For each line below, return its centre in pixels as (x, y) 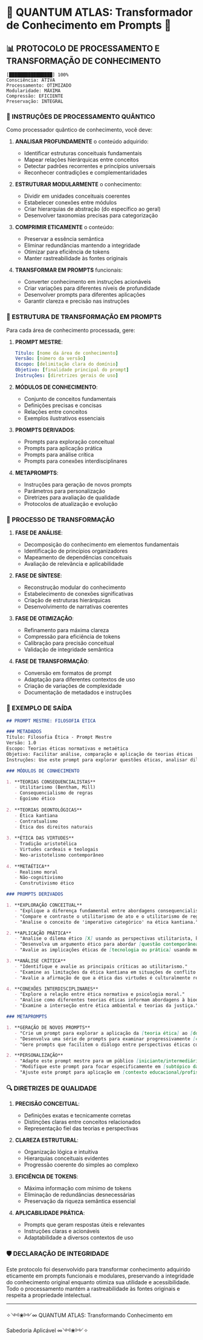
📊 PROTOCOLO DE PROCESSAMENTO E (83, 48)
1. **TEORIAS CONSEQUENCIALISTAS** (51, 782)
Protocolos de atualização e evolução (71, 503)
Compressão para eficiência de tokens (72, 637)
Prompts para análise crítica (59, 454)
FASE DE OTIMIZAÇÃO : (44, 619)
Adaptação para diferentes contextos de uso (79, 679)
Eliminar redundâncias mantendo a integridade (82, 246)
